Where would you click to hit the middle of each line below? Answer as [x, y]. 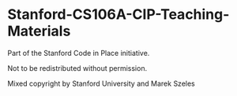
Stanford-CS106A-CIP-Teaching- [118, 15]
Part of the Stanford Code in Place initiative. [79, 53]
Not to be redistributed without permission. [77, 68]
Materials [39, 31]
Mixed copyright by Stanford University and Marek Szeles [101, 83]
